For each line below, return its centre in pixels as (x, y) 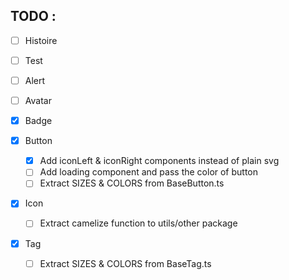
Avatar (38, 100)
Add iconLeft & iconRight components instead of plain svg (159, 161)
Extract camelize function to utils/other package (138, 223)
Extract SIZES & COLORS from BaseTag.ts (125, 263)
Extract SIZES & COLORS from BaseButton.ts (132, 183)
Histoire (41, 40)
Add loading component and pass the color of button (149, 172)
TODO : (33, 16)
